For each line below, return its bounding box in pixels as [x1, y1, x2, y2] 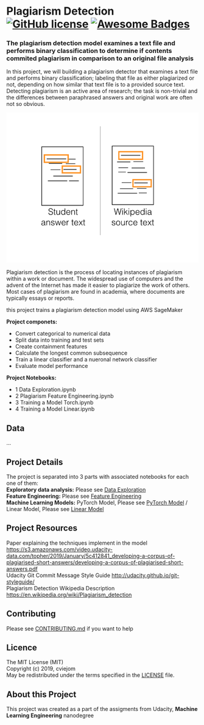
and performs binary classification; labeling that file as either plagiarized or [6, 74, 195, 82]
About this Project [6, 689, 77, 699]
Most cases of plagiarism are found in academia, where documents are [6, 288, 185, 295]
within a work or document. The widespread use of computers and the [6, 275, 184, 283]
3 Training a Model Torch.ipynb [15, 399, 94, 406]
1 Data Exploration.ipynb [15, 386, 76, 394]
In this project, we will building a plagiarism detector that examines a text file [6, 68, 198, 76]
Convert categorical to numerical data [15, 330, 111, 338]
